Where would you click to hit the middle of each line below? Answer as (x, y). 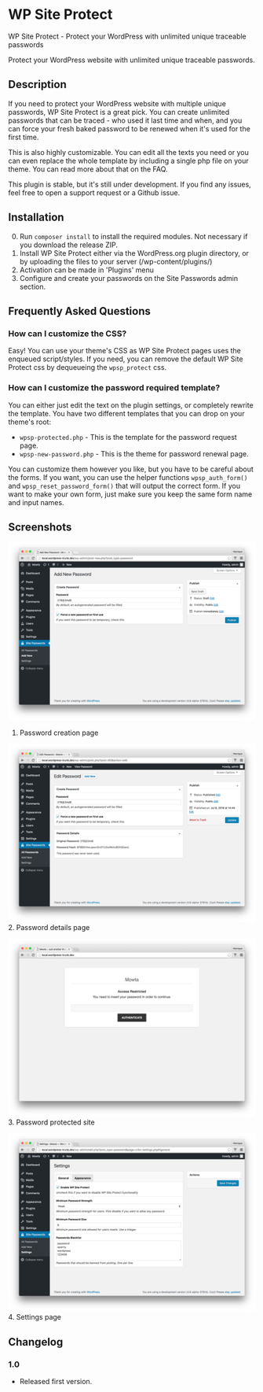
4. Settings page (35, 1317)
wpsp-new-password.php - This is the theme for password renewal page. (134, 453)
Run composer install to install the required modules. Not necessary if (133, 236)
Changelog (36, 1342)
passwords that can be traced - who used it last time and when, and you (125, 120)
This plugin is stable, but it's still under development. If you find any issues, (130, 184)
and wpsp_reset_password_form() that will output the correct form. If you (124, 486)
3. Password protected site (52, 1122)
